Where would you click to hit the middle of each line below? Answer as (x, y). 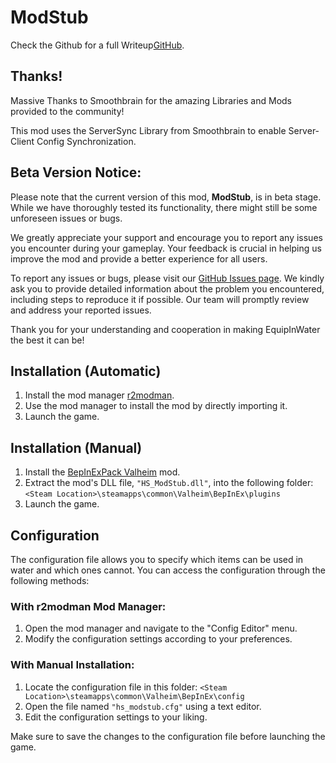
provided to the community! (67, 111)
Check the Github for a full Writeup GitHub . (97, 45)
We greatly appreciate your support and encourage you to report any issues (166, 237)
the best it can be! (47, 340)
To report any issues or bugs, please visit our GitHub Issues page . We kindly (167, 278)
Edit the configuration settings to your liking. (116, 717)
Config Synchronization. (86, 141)
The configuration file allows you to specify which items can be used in (157, 559)
